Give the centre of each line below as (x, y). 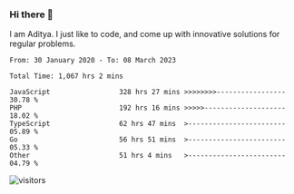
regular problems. (43, 44)
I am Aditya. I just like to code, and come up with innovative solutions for (145, 34)
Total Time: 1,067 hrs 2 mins (67, 76)
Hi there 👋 (32, 15)
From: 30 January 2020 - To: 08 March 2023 (93, 61)
